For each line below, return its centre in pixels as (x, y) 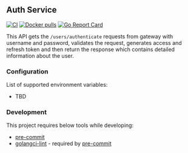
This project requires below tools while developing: (70, 125)
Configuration (27, 71)
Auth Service (32, 10)
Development (27, 112)
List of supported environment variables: (57, 85)
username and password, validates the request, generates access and (94, 42)
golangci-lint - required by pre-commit (63, 144)
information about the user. (40, 56)
